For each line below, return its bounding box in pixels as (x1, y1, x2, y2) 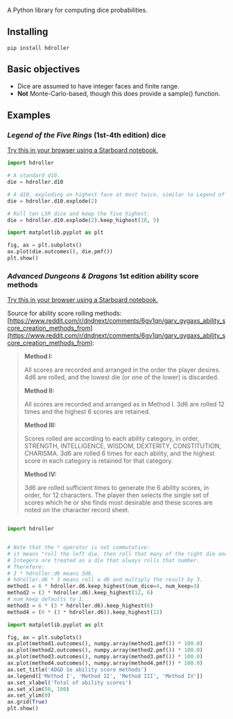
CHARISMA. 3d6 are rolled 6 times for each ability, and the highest (24, 449, 215, 458)
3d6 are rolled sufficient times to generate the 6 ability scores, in (24, 484, 209, 492)
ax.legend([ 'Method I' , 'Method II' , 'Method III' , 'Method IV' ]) (7, 672, 203, 679)
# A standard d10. (7, 172, 60, 180)
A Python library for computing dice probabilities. (7, 6, 148, 14)
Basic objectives (7, 63, 80, 75)
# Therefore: (7, 563, 45, 570)
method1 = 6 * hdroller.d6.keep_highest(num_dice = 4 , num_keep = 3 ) (7, 583, 200, 590)
